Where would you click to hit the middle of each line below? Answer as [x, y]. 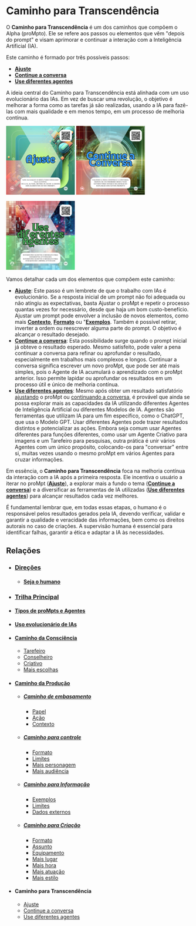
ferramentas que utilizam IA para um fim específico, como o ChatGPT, [99, 416]
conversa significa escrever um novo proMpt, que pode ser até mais [97, 366]
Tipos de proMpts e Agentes [50, 611]
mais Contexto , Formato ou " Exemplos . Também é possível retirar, [96, 321]
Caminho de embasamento [57, 696]
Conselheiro [38, 657]
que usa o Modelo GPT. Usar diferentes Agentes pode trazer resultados [101, 421]
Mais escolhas [41, 670]
